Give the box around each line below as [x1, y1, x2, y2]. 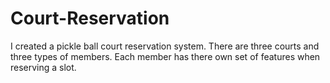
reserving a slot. [10, 61, 77, 73]
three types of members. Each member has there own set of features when [10, 50, 321, 62]
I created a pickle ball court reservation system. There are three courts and [10, 40, 320, 52]
